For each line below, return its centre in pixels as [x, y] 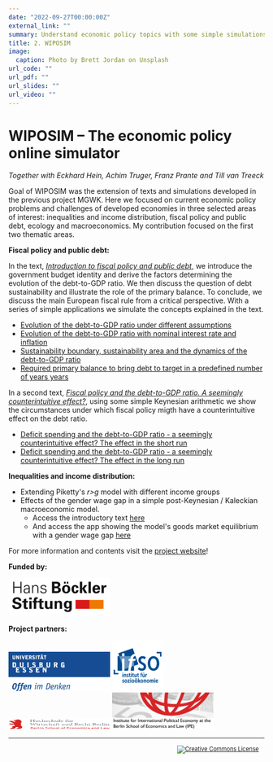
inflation [34, 343]
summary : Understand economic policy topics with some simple [116, 34]
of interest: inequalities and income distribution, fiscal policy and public [128, 217]
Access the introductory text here [89, 518]
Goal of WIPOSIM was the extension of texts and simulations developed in [132, 191]
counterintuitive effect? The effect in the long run [102, 461]
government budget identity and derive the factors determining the [121, 275]
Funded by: [28, 567]
